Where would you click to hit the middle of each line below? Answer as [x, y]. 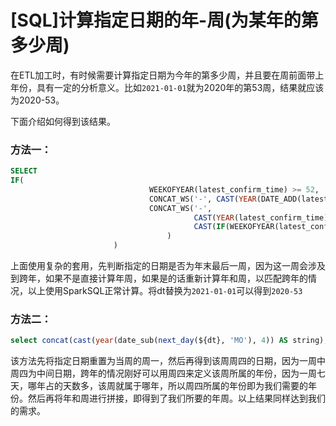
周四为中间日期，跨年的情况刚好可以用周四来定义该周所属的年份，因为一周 [163, 373]
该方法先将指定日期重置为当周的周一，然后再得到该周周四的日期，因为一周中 [168, 361]
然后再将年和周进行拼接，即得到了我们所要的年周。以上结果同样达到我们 [176, 398]
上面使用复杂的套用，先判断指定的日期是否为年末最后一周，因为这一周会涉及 [168, 266]
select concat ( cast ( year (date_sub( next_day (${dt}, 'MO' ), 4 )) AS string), [169, 341]
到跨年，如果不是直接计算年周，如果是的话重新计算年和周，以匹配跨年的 [159, 278]
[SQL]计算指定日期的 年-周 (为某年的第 [164, 20]
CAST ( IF [209, 227]
